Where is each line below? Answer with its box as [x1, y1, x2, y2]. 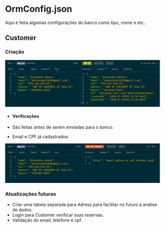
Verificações [12, 114, 39, 119]
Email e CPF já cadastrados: [12, 134, 69, 139]
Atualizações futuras [5, 190, 56, 197]
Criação [5, 48, 25, 55]
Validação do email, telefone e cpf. [12, 217, 82, 223]
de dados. [12, 207, 33, 213]
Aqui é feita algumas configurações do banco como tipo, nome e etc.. [5, 20, 146, 25]
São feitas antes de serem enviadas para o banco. [12, 124, 114, 130]
